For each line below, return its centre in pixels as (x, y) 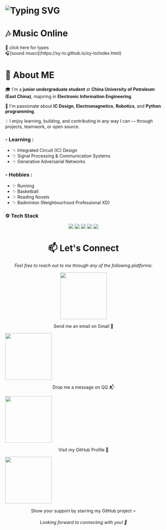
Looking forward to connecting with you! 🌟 (83, 522)
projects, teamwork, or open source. (42, 127)
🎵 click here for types (27, 48)
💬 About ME (30, 75)
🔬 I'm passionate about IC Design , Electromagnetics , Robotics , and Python (83, 106)
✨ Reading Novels (31, 197)
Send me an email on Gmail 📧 (83, 326)
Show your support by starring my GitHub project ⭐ (83, 511)
